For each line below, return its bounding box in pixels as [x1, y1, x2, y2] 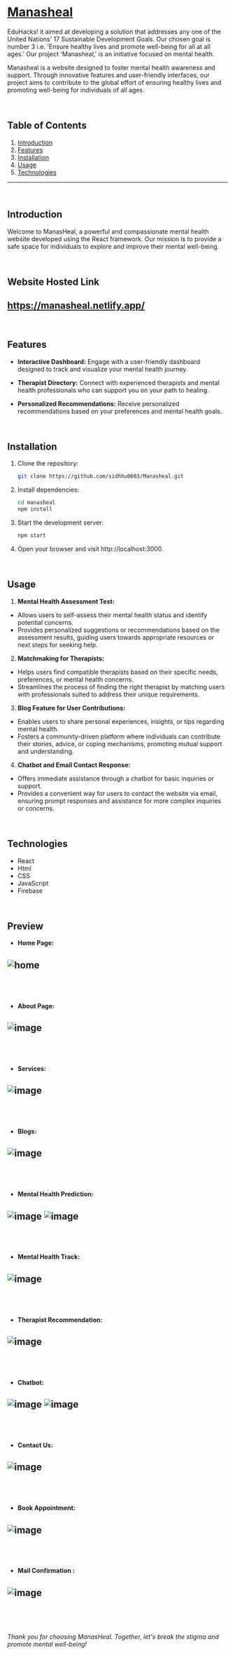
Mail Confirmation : [17, 1567, 75, 1575]
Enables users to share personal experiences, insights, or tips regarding [17, 717, 225, 726]
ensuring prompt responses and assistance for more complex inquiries [17, 797, 222, 805]
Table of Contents [7, 120, 87, 132]
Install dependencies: [17, 485, 80, 494]
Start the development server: [17, 518, 104, 527]
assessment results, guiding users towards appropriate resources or [17, 633, 215, 642]
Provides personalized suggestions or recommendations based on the [17, 626, 220, 634]
